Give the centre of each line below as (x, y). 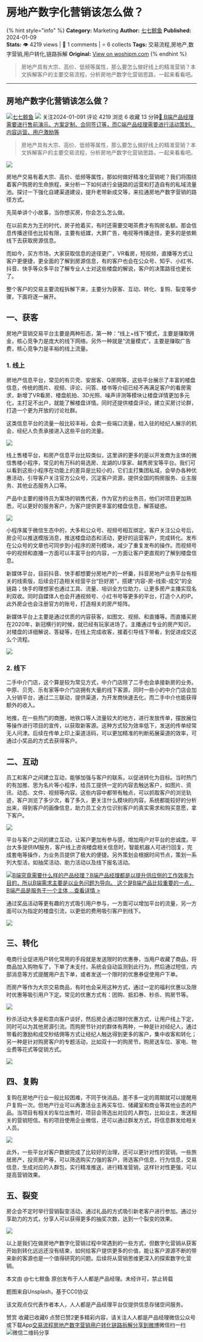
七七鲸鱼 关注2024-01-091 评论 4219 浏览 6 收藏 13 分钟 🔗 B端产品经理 (103, 116)
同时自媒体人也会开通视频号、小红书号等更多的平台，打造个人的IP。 (111, 596)
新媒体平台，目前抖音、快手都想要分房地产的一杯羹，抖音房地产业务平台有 (99, 573)
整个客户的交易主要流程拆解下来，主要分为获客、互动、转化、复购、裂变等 (99, 289)
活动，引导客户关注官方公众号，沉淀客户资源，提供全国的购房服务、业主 (101, 477)
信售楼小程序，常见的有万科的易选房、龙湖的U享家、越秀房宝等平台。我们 (98, 462)
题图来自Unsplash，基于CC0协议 (47, 1292)
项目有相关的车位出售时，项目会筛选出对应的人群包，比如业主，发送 (107, 1112)
